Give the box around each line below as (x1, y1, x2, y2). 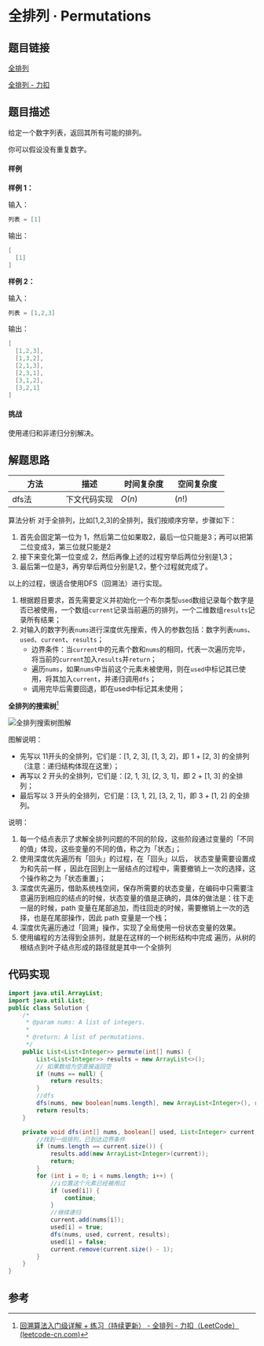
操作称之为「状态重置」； (26, 874, 106, 883)
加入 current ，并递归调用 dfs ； (58, 675, 157, 684)
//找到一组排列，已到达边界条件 (36, 1136, 126, 1143)
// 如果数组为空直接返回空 (36, 1062, 112, 1070)
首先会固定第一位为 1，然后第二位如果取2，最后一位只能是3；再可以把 (19, 533, 247, 542)
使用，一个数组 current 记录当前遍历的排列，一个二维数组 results (40, 605, 249, 615)
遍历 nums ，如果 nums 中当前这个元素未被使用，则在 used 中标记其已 (31, 664, 240, 674)
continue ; (64, 1194, 97, 1202)
